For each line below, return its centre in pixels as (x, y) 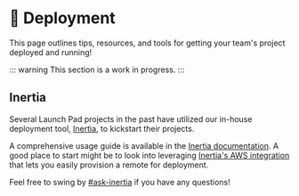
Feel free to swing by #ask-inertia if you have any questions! (120, 182)
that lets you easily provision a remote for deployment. (109, 165)
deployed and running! (51, 52)
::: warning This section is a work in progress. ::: (97, 69)
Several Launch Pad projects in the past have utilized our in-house (131, 118)
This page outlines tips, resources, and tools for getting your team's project (147, 43)
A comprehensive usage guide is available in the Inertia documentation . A (144, 145)
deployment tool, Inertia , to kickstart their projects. (102, 128)
